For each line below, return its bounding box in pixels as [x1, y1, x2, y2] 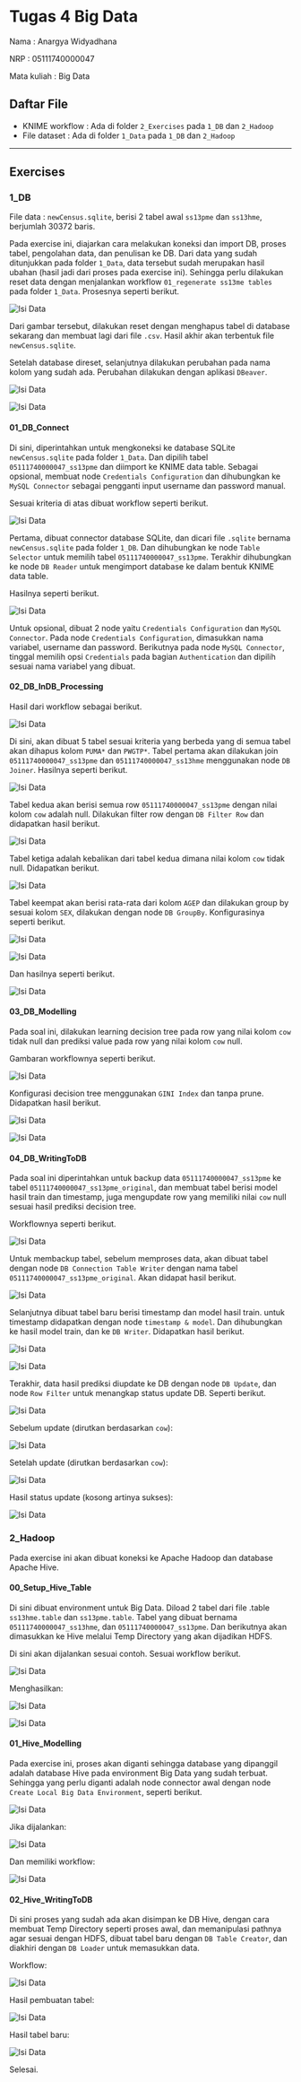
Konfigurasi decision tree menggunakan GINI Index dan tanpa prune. [9, 1088, 264, 1099]
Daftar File [9, 97, 69, 112]
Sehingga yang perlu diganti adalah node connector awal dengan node [9, 1777, 271, 1788]
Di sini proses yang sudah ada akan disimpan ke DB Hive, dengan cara [9, 1914, 271, 1925]
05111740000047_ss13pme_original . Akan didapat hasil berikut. [9, 1272, 237, 1283]
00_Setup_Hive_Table [9, 1583, 92, 1593]
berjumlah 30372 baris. [9, 221, 96, 232]
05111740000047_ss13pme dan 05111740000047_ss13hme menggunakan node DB [9, 755, 291, 766]
